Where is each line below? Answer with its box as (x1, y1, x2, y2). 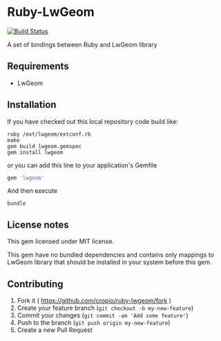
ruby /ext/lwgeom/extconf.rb (7, 131, 91, 138)
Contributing (7, 278, 64, 290)
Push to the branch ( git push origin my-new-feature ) (17, 319, 171, 327)
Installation (7, 99, 57, 111)
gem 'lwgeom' (7, 174, 45, 181)
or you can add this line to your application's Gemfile (7, 160, 157, 169)
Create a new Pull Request (17, 326, 93, 334)
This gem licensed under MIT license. (7, 237, 114, 246)
